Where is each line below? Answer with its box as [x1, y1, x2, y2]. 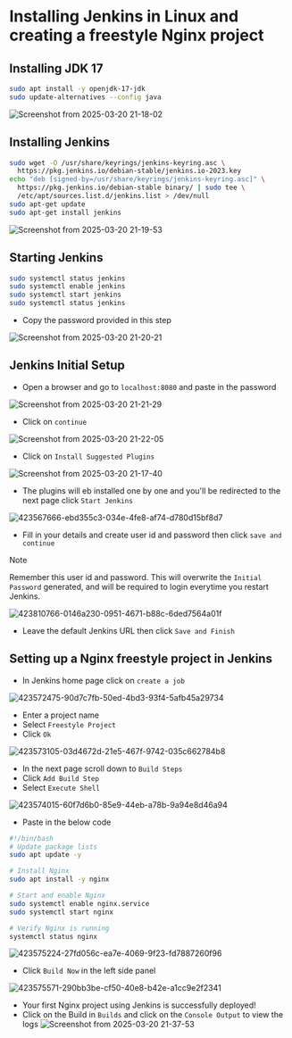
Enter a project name [21, 710, 100, 720]
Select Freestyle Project [21, 718, 116, 729]
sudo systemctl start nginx [9, 908, 114, 917]
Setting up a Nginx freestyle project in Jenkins [9, 652, 272, 667]
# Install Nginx [9, 867, 70, 876]
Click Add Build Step [21, 772, 100, 783]
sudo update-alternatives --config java [9, 92, 163, 102]
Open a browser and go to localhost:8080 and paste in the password [21, 381, 277, 392]
